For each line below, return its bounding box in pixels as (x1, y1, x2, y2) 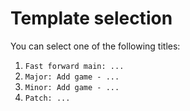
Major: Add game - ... (24, 72, 120, 82)
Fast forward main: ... (24, 61, 125, 71)
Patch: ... (24, 93, 71, 103)
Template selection (10, 7, 173, 30)
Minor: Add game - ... (24, 82, 120, 92)
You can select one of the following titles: (10, 40, 181, 52)
